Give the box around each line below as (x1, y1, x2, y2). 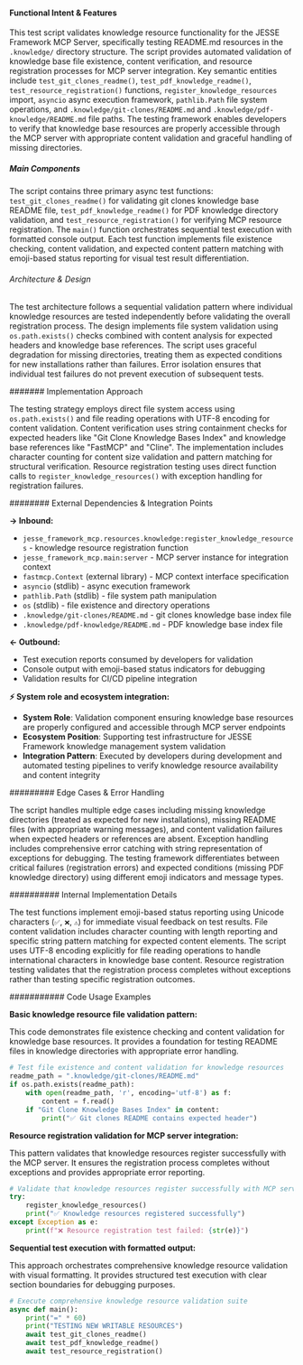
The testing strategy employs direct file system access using (9, 404, 235, 414)
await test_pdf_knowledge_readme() (25, 1339, 160, 1348)
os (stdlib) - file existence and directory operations (22, 600, 210, 611)
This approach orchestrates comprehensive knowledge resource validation (9, 1259, 289, 1270)
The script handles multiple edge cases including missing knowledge (9, 804, 266, 816)
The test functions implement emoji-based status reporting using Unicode (9, 907, 284, 918)
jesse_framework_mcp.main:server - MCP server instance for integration (22, 552, 289, 563)
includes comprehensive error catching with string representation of (9, 843, 263, 854)
